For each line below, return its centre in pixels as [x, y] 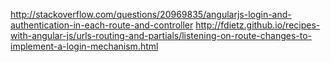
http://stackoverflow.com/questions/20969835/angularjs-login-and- [151, 14]
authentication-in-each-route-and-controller [102, 25]
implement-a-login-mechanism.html [84, 46]
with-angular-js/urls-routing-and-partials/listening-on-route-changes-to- [161, 35]
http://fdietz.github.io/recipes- [258, 25]
